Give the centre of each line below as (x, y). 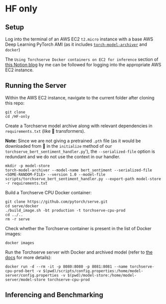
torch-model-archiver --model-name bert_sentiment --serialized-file (79, 170)
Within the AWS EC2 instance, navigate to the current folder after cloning (80, 97)
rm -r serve (17, 219)
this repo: (15, 103)
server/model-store (25, 280)
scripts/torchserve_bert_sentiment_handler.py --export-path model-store (83, 179)
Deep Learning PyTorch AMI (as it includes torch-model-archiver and (76, 44)
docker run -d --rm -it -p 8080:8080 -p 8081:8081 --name (66, 267)
